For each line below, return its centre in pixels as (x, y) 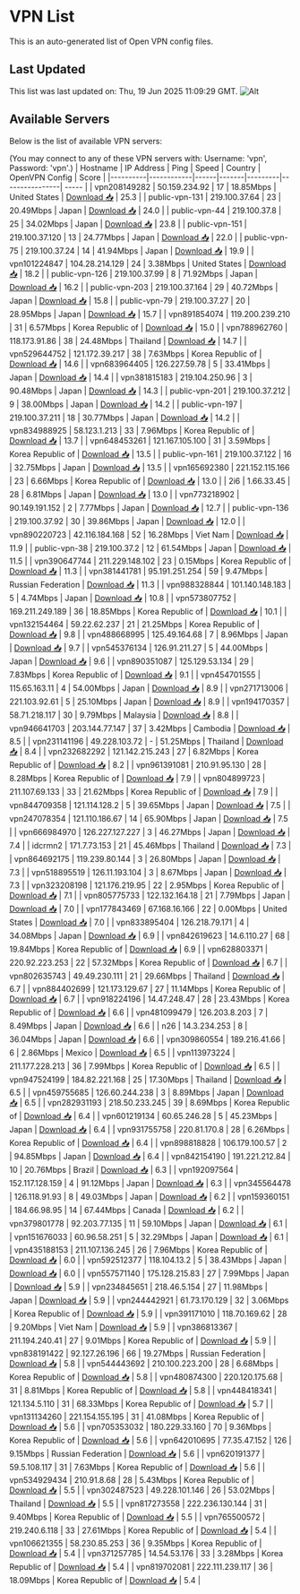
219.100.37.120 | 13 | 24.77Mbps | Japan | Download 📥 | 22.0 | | (126, 237)
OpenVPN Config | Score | (57, 177)
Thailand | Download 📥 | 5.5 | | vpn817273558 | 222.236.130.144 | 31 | (138, 1504)
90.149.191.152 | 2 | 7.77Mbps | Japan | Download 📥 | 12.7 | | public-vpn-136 (149, 507)
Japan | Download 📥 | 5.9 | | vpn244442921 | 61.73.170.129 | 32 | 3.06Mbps (149, 1300)
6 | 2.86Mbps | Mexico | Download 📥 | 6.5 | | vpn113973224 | (122, 1052)
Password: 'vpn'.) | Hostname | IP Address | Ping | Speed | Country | (135, 168)
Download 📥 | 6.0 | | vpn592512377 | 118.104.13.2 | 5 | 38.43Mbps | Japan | (148, 1260)
